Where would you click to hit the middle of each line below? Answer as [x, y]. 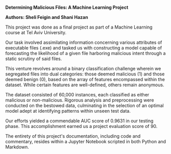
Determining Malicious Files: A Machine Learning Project [67, 7]
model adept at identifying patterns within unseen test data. [68, 111]
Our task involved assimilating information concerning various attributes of [84, 42]
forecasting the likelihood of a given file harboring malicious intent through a [86, 53]
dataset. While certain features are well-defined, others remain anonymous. [85, 85]
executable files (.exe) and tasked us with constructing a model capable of [84, 48]
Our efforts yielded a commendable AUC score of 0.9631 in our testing [79, 121]
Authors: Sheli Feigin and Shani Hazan [47, 17]
